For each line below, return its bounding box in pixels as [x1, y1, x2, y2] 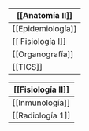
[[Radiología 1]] [12, 110, 71, 121]
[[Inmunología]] [12, 97, 71, 108]
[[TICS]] [12, 62, 43, 72]
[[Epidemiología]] [12, 24, 77, 34]
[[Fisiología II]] [13, 84, 69, 95]
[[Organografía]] [12, 49, 74, 60]
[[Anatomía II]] [16, 10, 73, 20]
